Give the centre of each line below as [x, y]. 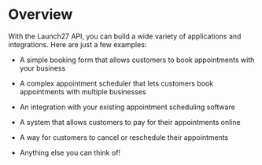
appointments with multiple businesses [83, 91]
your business [42, 68]
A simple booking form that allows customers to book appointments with [137, 60]
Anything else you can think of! [70, 152]
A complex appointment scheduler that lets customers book [116, 83]
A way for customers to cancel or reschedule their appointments [124, 137]
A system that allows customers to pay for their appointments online [130, 122]
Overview [41, 15]
